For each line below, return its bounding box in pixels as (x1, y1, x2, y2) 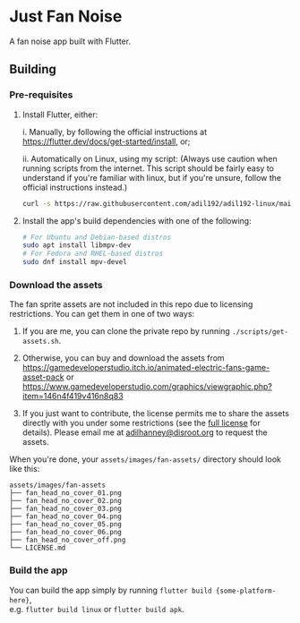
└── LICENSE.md (9, 543, 66, 552)
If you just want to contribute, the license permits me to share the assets (21, 408, 289, 419)
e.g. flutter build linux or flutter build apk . (9, 603, 185, 614)
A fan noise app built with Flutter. (9, 36, 132, 47)
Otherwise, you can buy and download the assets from (21, 353, 226, 363)
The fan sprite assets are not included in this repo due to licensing (9, 299, 253, 310)
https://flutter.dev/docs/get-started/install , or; (21, 136, 191, 147)
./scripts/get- (231, 328, 289, 337)
